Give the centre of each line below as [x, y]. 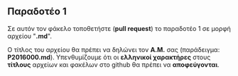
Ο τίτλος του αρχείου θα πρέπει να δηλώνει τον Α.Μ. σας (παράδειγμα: [114, 49]
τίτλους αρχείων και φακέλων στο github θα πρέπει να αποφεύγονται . [114, 64]
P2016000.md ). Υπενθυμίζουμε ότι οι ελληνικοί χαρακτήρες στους [109, 57]
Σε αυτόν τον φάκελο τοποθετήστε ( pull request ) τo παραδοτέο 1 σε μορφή [119, 28]
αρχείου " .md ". [29, 36]
